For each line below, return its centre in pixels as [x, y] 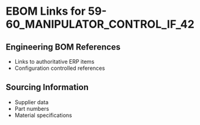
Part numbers [32, 108]
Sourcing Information [47, 87]
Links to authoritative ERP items [54, 62]
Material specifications [43, 115]
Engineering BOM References [63, 47]
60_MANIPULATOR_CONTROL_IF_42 [100, 24]
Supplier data [31, 102]
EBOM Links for [46, 11]
